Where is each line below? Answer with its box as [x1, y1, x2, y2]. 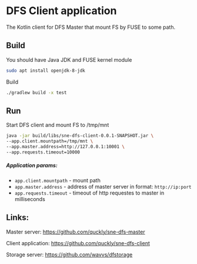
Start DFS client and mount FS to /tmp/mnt [6, 122, 109, 129]
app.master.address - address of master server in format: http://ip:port [14, 183, 192, 190]
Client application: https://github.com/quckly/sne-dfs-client [6, 239, 150, 246]
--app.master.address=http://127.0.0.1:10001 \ [6, 144, 125, 150]
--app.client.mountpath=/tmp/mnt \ [6, 138, 94, 145]
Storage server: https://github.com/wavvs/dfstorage [6, 251, 133, 258]
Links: [6, 213, 29, 223]
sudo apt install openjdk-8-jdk [6, 68, 85, 73]
